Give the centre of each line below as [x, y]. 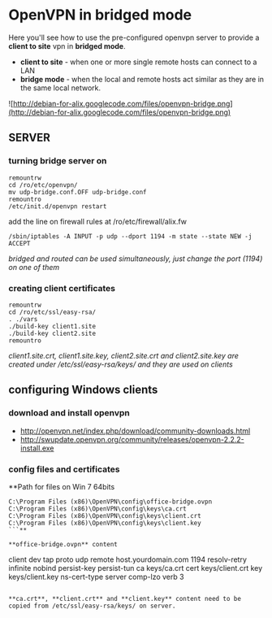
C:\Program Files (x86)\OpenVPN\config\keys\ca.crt [97, 509]
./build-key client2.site [52, 333]
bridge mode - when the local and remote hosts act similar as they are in [142, 79]
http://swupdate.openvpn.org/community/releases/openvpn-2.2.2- [132, 439]
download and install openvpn [69, 413]
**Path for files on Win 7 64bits [62, 486]
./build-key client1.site [52, 326]
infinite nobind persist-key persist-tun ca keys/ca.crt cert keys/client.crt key [136, 568]
